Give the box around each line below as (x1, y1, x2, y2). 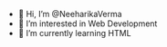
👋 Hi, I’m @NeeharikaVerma (17, 9, 122, 19)
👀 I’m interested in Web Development (17, 18, 158, 29)
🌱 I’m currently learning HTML (17, 28, 131, 38)
